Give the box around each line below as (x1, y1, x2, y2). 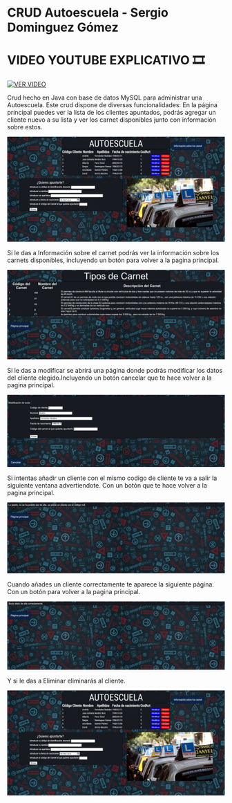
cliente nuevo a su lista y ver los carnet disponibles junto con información (7, 116, 216, 124)
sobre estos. (7, 123, 43, 131)
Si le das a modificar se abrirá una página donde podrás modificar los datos (7, 367, 223, 375)
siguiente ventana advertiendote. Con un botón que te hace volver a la (7, 481, 207, 489)
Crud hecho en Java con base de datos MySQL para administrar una (7, 93, 202, 102)
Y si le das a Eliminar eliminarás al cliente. (7, 676, 126, 685)
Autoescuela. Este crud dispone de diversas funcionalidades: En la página (7, 101, 217, 109)
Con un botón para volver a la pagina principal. (7, 587, 141, 596)
